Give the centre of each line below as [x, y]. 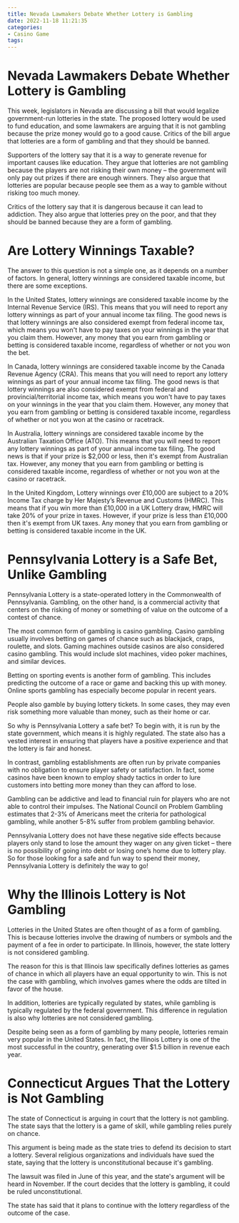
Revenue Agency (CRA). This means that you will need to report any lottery [118, 374]
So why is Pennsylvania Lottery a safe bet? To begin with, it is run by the [114, 725]
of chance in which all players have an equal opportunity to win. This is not [117, 973]
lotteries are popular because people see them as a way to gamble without [117, 186]
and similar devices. [37, 661]
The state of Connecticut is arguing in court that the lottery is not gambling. [118, 1118]
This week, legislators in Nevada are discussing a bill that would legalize [113, 111]
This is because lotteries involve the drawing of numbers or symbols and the [120, 937]
